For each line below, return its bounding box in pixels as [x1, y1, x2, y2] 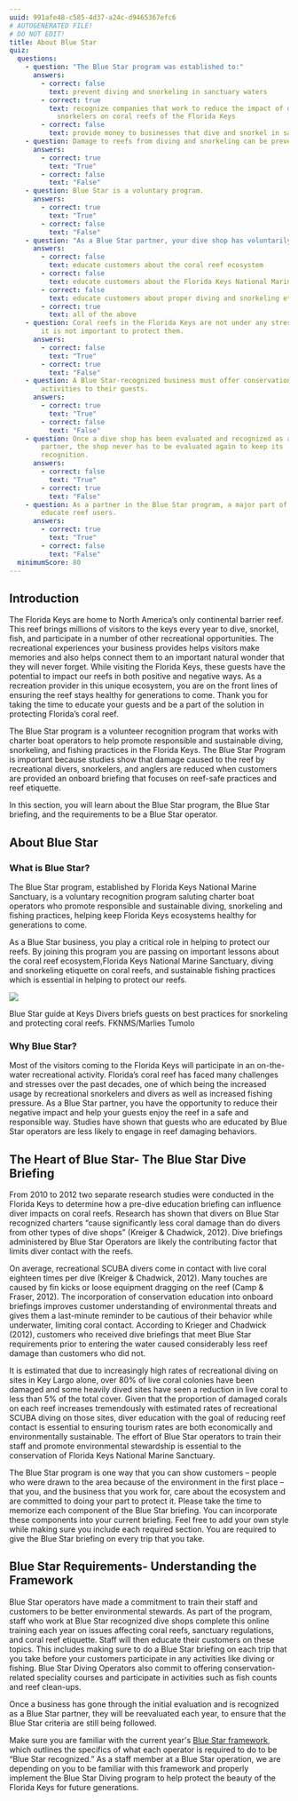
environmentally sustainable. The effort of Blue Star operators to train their [9, 1431, 282, 1441]
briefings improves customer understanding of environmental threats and [9, 1300, 278, 1311]
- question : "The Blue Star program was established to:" [25, 63, 244, 72]
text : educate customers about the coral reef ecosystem [48, 261, 264, 270]
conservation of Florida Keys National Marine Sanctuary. [9, 1449, 216, 1461]
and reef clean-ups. [9, 1681, 82, 1692]
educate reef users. [41, 508, 117, 518]
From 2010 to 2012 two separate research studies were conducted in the [9, 1189, 275, 1200]
